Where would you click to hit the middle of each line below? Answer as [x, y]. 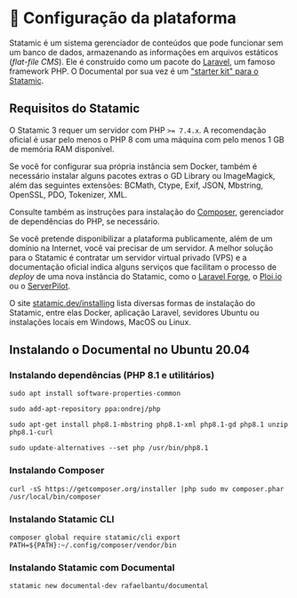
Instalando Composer [57, 471]
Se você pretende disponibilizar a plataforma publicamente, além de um [141, 238]
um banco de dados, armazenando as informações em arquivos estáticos [144, 52]
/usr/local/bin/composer [55, 497]
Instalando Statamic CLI [62, 519]
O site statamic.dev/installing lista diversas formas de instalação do [132, 303]
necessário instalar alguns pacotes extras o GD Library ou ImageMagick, [142, 175]
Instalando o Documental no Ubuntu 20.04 [130, 350]
